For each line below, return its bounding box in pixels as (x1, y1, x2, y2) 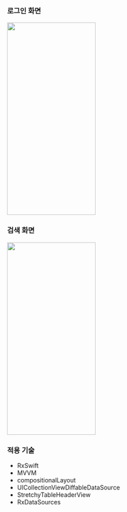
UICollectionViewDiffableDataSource (16, 483, 121, 491)
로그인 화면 (7, 5, 42, 15)
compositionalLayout (16, 476, 76, 484)
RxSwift (16, 461, 39, 469)
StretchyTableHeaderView (16, 490, 91, 499)
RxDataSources (16, 498, 61, 506)
